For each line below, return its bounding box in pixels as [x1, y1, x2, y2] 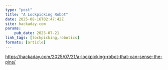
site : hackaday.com [5, 21, 46, 26]
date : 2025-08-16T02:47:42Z [5, 16, 64, 21]
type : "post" [5, 7, 33, 12]
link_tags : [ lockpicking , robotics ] [5, 35, 80, 40]
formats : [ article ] [5, 40, 46, 45]
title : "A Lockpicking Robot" [5, 12, 69, 17]
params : [5, 26, 22, 31]
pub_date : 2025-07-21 [14, 30, 59, 35]
